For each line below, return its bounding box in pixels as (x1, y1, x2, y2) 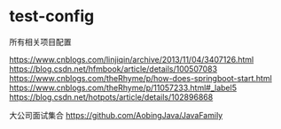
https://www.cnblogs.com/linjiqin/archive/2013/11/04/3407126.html (9, 54, 254, 64)
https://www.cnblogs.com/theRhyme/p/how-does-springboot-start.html (9, 72, 272, 83)
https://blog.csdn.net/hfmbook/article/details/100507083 (9, 64, 218, 74)
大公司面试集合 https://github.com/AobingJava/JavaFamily (9, 110, 223, 120)
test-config (9, 6, 95, 27)
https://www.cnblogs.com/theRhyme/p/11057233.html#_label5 (9, 82, 238, 93)
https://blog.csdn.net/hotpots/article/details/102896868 (9, 91, 214, 102)
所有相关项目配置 (9, 36, 72, 47)
